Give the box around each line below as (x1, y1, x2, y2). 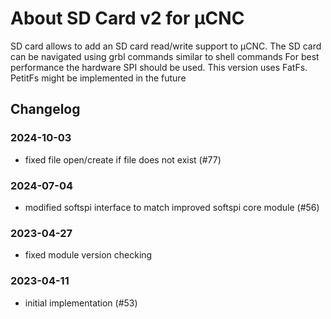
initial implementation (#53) (24, 297, 138, 309)
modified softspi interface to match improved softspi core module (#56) (24, 201, 320, 213)
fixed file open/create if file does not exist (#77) (24, 153, 222, 166)
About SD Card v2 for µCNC (10, 7, 245, 30)
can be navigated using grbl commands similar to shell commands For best (10, 50, 320, 62)
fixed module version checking (24, 249, 153, 261)
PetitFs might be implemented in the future (10, 72, 187, 84)
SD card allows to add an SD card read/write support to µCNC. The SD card (10, 40, 322, 52)
